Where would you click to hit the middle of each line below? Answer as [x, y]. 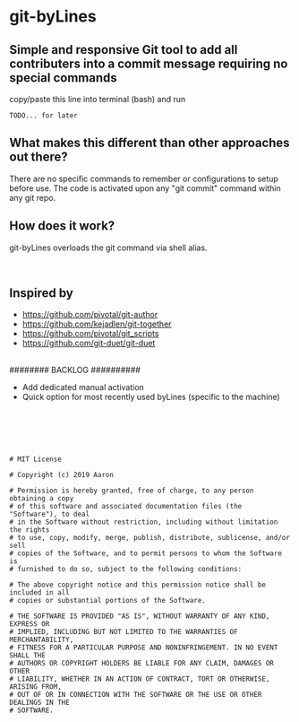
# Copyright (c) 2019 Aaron [62, 475]
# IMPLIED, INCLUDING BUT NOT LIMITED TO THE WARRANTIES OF [124, 632]
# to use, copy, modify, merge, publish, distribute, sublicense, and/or [150, 538]
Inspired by [41, 293]
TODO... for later [43, 116]
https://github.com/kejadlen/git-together [97, 324]
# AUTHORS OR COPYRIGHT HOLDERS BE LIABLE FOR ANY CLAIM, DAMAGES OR [142, 664]
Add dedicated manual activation [83, 387]
